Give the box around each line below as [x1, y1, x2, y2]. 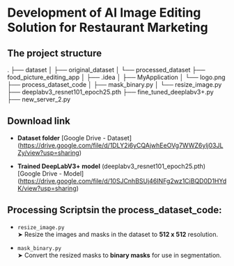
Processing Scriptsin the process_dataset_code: [7, 204, 222, 216]
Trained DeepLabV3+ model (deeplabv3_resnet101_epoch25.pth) [17, 162, 206, 170]
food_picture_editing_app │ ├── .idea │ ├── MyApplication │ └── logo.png [7, 73, 226, 81]
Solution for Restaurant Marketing [7, 19, 208, 35]
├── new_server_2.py [7, 95, 71, 103]
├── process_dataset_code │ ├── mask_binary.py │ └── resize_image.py [7, 81, 222, 88]
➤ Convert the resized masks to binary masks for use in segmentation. [17, 251, 221, 259]
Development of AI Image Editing [7, 5, 201, 21]
